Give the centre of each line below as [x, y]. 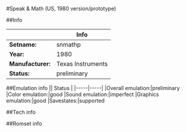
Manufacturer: [30, 64]
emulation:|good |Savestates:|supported [56, 101]
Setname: [23, 45]
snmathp [69, 45]
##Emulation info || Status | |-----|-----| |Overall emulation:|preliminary [93, 88]
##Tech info [21, 112]
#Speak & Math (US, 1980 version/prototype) [61, 9]
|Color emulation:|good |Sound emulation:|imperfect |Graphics [83, 94]
